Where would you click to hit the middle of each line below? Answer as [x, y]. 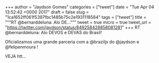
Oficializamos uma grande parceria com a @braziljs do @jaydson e [72, 42]
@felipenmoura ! [22, 47]
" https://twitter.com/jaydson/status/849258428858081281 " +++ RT [73, 27]
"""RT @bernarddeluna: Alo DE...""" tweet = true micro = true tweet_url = [78, 22]
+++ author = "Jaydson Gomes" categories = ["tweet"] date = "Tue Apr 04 [80, 7]
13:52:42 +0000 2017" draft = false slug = [47, 12]
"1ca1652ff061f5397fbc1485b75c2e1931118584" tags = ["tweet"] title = [76, 17]
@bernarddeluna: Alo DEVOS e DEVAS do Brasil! [53, 32]
